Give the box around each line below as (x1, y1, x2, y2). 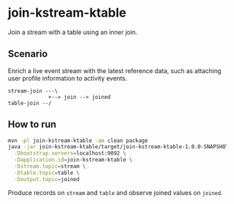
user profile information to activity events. (8, 74, 128, 82)
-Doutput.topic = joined (14, 175, 80, 182)
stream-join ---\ (8, 87, 58, 95)
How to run (8, 118, 57, 130)
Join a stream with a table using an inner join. (8, 28, 137, 36)
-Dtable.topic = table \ (14, 169, 80, 176)
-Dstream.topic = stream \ (14, 163, 86, 170)
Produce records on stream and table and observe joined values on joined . (8, 188, 223, 196)
